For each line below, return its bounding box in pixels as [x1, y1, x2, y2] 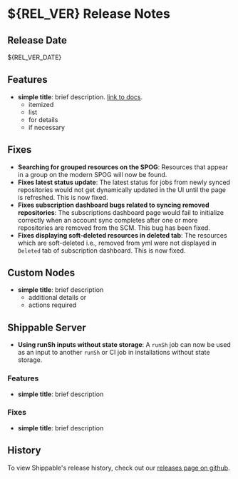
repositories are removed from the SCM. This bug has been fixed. [17, 223, 210, 232]
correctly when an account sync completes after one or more [17, 216, 198, 224]
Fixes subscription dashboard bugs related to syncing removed [17, 201, 209, 209]
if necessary [28, 123, 66, 131]
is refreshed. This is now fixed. [17, 193, 108, 201]
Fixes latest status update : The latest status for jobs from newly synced [17, 178, 230, 186]
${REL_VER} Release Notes [7, 6, 171, 22]
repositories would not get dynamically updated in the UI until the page [17, 185, 227, 194]
